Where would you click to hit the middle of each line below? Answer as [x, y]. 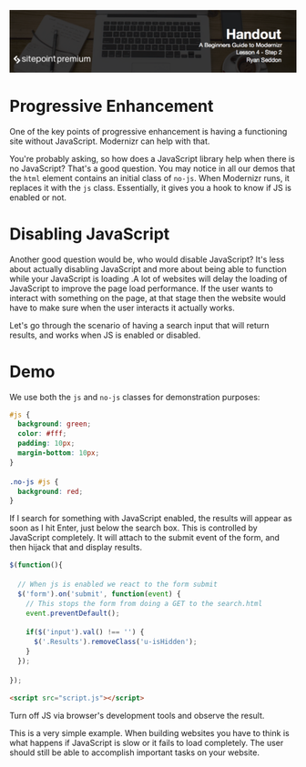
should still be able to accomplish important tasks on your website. [134, 752]
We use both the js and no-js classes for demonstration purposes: [135, 397]
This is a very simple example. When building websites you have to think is [149, 732]
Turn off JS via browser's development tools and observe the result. [137, 715]
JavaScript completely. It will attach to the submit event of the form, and [145, 538]
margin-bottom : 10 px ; [59, 453]
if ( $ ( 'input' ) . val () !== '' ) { [85, 632]
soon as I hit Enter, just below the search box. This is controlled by [133, 528]
